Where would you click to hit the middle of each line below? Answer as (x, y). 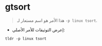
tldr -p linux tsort (26, 38)
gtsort (18, 7)
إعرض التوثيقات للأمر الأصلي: (38, 30)
